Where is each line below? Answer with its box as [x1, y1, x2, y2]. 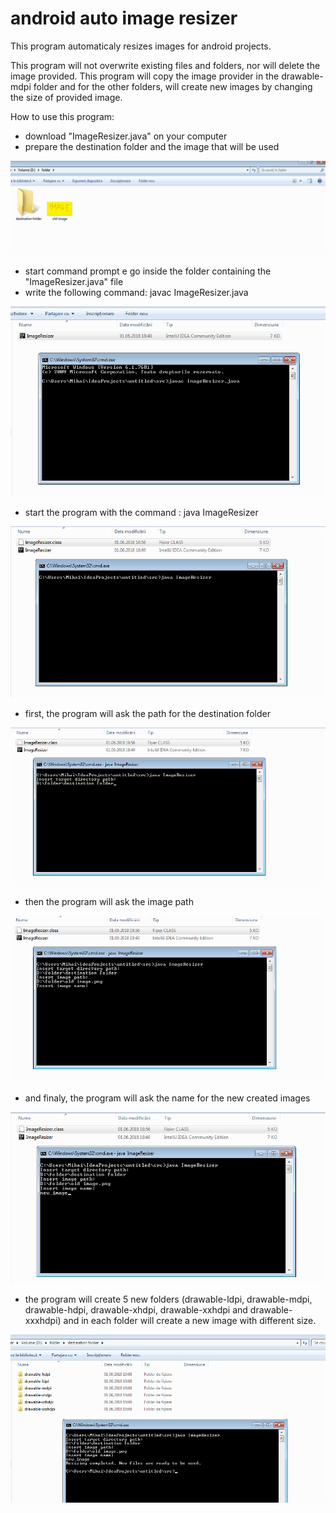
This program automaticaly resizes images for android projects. [10, 40, 272, 52]
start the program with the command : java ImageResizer [24, 507, 259, 519]
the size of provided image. [10, 91, 123, 103]
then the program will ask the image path [24, 895, 194, 907]
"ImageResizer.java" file [24, 275, 124, 287]
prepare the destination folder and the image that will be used [24, 140, 280, 152]
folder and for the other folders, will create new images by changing [33, 80, 313, 92]
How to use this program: [10, 110, 115, 122]
